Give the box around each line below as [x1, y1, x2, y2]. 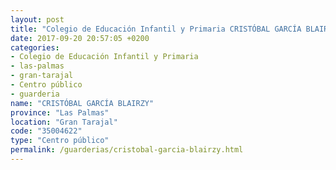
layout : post [10, 14, 65, 25]
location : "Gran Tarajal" [10, 117, 118, 127]
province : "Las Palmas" [10, 107, 110, 118]
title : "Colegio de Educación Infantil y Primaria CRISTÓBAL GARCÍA [10, 24, 302, 34]
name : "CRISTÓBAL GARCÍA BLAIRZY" [10, 98, 155, 108]
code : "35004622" [10, 126, 83, 136]
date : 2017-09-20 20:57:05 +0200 [10, 33, 150, 43]
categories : [10, 42, 60, 53]
